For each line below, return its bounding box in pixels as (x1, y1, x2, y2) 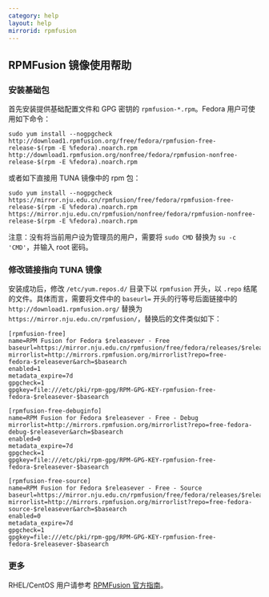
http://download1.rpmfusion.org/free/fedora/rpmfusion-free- (8, 137, 217, 145)
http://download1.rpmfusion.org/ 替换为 (8, 304, 143, 313)
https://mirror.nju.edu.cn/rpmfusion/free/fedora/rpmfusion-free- (8, 196, 235, 204)
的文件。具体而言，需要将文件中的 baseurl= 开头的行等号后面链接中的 (8, 294, 238, 304)
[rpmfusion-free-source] (8, 478, 91, 486)
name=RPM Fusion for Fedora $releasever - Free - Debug (8, 414, 199, 422)
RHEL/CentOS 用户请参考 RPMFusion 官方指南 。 (8, 580, 168, 590)
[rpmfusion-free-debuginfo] (8, 407, 102, 415)
